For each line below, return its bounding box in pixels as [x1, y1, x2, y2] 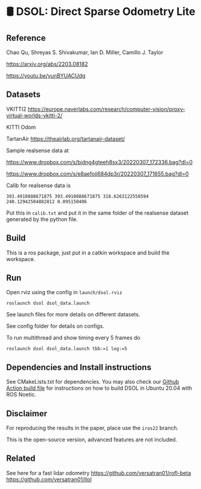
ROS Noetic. [6, 391, 37, 398]
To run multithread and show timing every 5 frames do [6, 334, 141, 342]
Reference [6, 32, 46, 43]
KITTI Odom [6, 123, 36, 131]
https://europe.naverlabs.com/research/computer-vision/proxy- [28, 105, 185, 112]
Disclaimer [6, 408, 47, 419]
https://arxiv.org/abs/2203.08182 [6, 61, 88, 67]
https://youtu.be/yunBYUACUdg [6, 72, 86, 79]
